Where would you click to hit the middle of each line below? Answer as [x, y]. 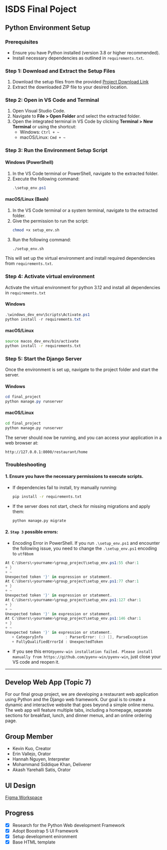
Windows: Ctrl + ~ [40, 132]
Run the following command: [42, 239]
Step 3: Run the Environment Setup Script [56, 150]
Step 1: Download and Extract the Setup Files [60, 71]
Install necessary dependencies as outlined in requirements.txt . [78, 58]
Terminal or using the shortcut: [44, 127]
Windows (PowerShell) [29, 162]
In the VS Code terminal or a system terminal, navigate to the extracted [85, 210]
